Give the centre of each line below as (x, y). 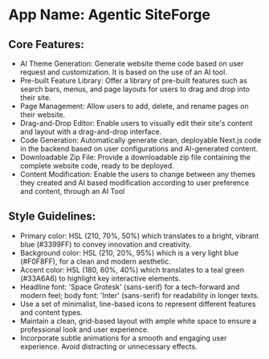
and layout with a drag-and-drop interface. (91, 131)
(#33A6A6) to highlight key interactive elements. (100, 278)
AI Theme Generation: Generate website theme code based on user (132, 63)
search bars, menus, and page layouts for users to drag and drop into (135, 89)
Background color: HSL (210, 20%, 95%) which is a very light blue (129, 252)
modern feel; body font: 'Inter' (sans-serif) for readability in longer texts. (139, 295)
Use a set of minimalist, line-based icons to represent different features (138, 304)
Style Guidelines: (52, 217)
